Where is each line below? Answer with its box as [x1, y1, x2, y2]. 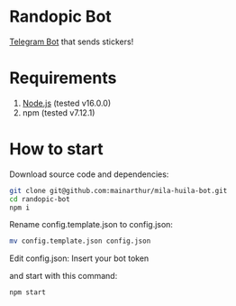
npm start [9, 288, 47, 297]
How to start [9, 139, 104, 160]
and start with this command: [9, 271, 118, 282]
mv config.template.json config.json [9, 236, 151, 246]
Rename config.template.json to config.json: [9, 219, 174, 230]
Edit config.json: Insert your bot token [9, 253, 150, 264]
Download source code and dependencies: [9, 169, 169, 180]
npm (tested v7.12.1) [22, 107, 95, 118]
